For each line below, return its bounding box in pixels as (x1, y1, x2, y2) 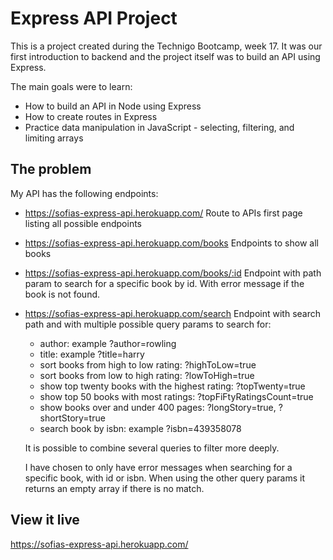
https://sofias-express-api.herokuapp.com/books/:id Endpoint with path (24, 267, 322, 279)
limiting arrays (24, 132, 84, 144)
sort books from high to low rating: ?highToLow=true (39, 358, 257, 371)
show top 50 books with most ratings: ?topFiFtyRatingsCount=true (39, 390, 314, 402)
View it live (10, 512, 80, 529)
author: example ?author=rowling (39, 337, 177, 349)
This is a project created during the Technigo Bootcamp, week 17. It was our (10, 40, 323, 52)
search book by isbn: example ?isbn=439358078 (39, 422, 242, 434)
